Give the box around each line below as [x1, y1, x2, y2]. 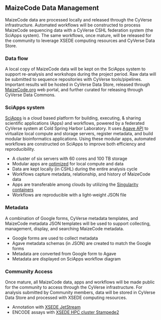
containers [12, 187, 34, 193]
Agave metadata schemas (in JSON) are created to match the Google [12, 240, 151, 246]
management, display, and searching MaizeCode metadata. [5, 225, 124, 231]
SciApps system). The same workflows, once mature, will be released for [5, 32, 152, 38]
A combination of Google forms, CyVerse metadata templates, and [5, 215, 139, 221]
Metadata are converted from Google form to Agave [12, 251, 117, 257]
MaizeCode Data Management [5, 4, 99, 12]
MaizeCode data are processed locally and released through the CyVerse [5, 17, 152, 22]
